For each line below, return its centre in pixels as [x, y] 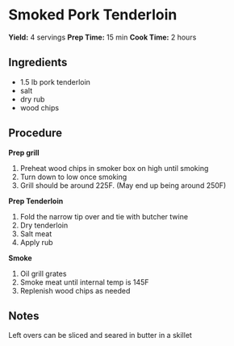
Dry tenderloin [44, 225]
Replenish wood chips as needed [75, 290]
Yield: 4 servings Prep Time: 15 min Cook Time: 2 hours [102, 37]
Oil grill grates [43, 273]
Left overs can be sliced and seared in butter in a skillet [100, 336]
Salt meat [36, 233]
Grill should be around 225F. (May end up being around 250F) [123, 185]
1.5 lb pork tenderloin [55, 81]
